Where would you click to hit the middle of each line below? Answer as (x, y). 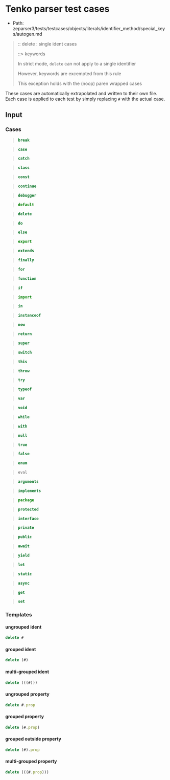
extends (26, 251)
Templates (19, 615)
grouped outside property (33, 739)
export (25, 242)
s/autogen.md (27, 34)
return (25, 334)
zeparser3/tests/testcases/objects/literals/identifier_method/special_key (89, 28)
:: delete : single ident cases (47, 43)
